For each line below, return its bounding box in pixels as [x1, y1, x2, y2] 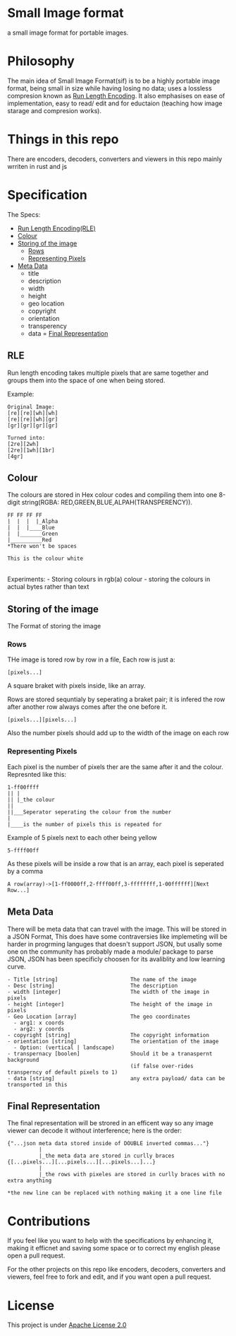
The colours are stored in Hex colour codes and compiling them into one [7, 491, 218, 499]
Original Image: [7, 403, 55, 411]
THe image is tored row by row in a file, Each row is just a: [7, 655, 176, 664]
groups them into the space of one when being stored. [7, 376, 166, 385]
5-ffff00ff [7, 847, 39, 854]
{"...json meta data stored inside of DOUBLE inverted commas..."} [7, 1140, 210, 1147]
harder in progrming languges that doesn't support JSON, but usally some [7, 939, 223, 948]
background [7, 1056, 39, 1063]
